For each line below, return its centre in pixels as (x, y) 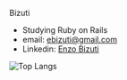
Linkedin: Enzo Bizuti (61, 49)
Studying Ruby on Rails (65, 30)
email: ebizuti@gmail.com (70, 40)
